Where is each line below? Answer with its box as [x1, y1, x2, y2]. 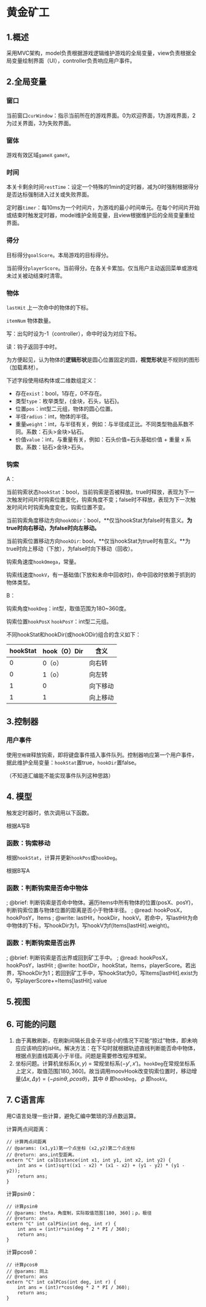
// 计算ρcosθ [6, 1262, 38, 1268]
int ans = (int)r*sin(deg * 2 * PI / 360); [17, 1226, 131, 1232]
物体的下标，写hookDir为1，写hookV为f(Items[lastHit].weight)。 [11, 922, 173, 929]
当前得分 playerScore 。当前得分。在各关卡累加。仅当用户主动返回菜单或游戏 [6, 264, 198, 272]
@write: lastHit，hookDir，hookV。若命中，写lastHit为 [55, 914, 193, 922]
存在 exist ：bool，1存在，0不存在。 [15, 389, 105, 397]
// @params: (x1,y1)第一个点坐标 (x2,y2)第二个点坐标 [6, 1145, 135, 1151]
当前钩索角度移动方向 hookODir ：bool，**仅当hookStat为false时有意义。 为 [6, 516, 193, 524]
